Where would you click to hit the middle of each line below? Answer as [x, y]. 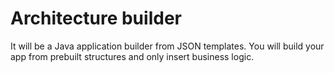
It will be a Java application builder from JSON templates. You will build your [167, 46]
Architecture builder [96, 18]
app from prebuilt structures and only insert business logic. [132, 56]
